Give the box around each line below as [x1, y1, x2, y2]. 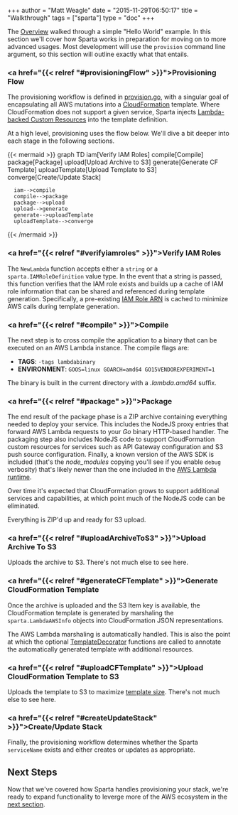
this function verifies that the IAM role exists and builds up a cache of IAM [7, 279, 224, 288]
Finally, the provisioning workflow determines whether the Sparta [7, 738, 199, 747]
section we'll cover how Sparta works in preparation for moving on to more [7, 35, 227, 43]
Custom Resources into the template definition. [31, 115, 168, 124]
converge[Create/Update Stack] [7, 173, 102, 182]
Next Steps [7, 766, 58, 778]
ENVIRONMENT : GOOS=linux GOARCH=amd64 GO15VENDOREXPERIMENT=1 [17, 365, 215, 373]
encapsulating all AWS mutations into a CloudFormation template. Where [7, 100, 220, 109]
